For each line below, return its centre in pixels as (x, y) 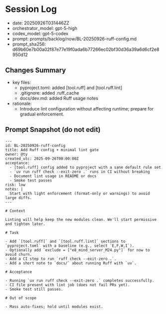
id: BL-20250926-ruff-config (35, 145)
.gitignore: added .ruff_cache (49, 93)
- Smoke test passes (31, 180)
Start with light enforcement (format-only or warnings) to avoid (80, 193)
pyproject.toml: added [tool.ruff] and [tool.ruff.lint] (71, 88)
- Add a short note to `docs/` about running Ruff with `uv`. (71, 263)
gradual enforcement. (42, 114)
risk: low (15, 185)
